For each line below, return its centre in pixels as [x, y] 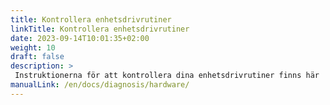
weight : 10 [33, 47]
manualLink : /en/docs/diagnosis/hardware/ [100, 85]
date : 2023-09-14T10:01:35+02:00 [80, 38]
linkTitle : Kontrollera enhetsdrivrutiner [100, 29]
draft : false [37, 57]
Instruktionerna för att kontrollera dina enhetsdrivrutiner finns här [167, 76]
